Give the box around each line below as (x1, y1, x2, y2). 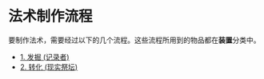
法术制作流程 (8, 7, 94, 26)
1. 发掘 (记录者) (19, 52, 70, 61)
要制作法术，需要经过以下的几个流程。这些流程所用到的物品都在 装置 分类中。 (8, 35, 261, 45)
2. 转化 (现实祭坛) (19, 61, 78, 72)
